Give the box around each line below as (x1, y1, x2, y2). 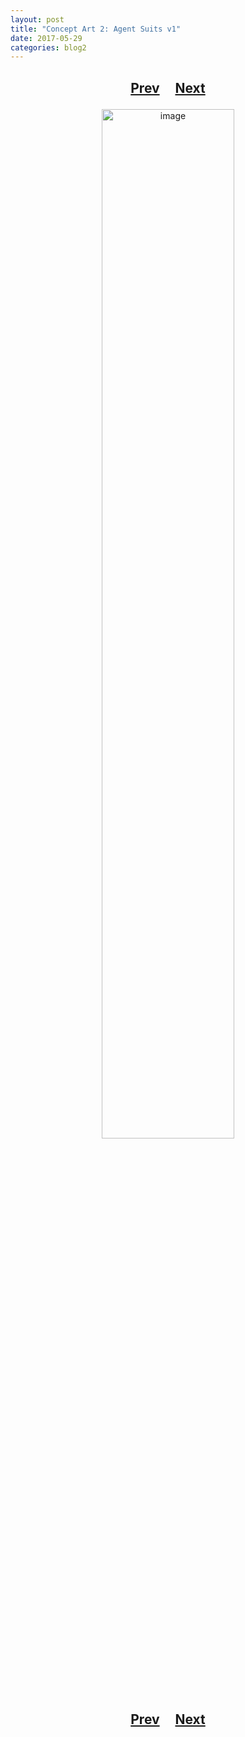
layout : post (10, 14, 65, 25)
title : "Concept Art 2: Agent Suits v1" (10, 24, 182, 34)
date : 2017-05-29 (10, 33, 83, 43)
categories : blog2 (10, 42, 87, 53)
